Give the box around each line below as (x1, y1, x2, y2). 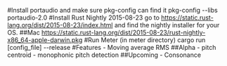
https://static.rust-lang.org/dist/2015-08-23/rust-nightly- (41, 28, 206, 37)
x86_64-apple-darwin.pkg (7, 36, 83, 44)
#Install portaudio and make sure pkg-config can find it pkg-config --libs (7, 6, 218, 14)
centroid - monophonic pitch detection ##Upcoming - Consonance (7, 51, 202, 59)
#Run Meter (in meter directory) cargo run (84, 36, 206, 44)
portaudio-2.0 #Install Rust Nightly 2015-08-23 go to (7, 13, 160, 22)
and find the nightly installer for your (114, 21, 220, 29)
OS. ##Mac (7, 28, 40, 37)
